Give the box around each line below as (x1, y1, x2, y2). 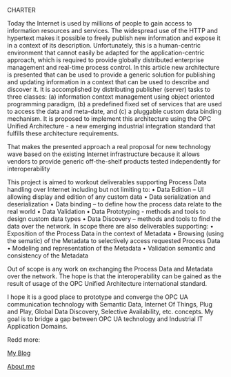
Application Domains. (7, 322, 68, 330)
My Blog (7, 349, 31, 357)
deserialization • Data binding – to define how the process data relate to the (7, 200, 222, 208)
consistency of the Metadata (7, 251, 88, 260)
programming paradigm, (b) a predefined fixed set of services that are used (7, 100, 222, 108)
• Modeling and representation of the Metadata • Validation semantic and (7, 244, 216, 252)
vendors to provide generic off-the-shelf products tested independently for (7, 157, 221, 165)
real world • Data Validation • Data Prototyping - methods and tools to (7, 207, 206, 215)
